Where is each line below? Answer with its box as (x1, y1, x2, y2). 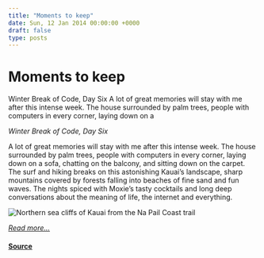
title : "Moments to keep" (8, 11, 94, 20)
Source (8, 241, 33, 251)
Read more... (8, 223, 50, 233)
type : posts (8, 33, 48, 42)
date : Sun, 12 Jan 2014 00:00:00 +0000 (8, 19, 140, 27)
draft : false (8, 26, 52, 34)
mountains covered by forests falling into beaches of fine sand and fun (8, 175, 239, 185)
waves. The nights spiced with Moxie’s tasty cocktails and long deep (8, 184, 232, 194)
